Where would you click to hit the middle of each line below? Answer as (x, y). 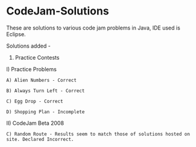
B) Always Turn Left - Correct (46, 91)
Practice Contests (37, 57)
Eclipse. (16, 34)
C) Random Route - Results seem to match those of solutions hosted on (98, 134)
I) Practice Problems (32, 69)
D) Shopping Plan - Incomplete (46, 112)
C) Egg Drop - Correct (35, 101)
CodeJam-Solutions (58, 11)
